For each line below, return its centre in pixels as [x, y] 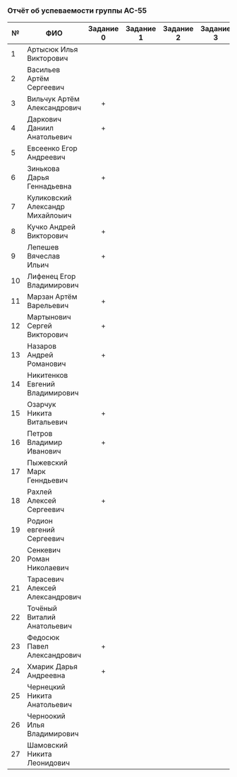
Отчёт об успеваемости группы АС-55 [77, 11]
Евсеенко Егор [52, 148]
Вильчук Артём [53, 99]
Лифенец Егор [51, 276]
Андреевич [46, 158]
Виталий [42, 617]
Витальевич [48, 422]
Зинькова [43, 169]
